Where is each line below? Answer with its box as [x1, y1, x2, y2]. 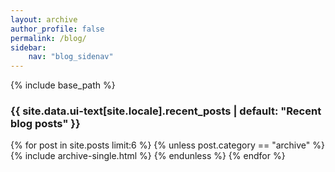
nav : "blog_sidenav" [28, 52, 114, 62]
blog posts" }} [10, 117, 81, 131]
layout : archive [10, 14, 78, 25]
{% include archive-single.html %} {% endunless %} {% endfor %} [10, 150, 286, 162]
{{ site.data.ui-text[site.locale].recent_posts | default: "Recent [10, 104, 322, 118]
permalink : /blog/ [10, 33, 87, 43]
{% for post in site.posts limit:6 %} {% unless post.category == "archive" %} [10, 139, 325, 151]
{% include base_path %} [10, 79, 116, 91]
